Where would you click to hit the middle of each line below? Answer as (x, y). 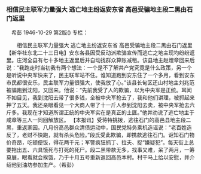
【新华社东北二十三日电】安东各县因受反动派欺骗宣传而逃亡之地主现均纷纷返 (100, 53)
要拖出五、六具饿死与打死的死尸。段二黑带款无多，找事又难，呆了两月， (95, 150)
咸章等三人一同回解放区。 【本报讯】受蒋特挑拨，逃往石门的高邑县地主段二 (99, 120)
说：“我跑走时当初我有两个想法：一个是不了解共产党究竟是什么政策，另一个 (99, 68)
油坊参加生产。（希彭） (49, 165)
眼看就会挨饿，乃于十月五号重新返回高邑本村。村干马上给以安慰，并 (106, 157)
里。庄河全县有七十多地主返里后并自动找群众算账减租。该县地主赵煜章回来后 (100, 60)
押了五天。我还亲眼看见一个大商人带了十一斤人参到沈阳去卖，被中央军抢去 (98, 105)
